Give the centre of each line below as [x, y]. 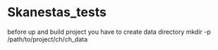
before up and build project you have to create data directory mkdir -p [109, 32]
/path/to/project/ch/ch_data [48, 39]
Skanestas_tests [57, 12]
